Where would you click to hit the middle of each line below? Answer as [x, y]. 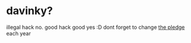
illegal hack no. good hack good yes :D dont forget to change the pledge [95, 27]
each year [19, 33]
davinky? [30, 11]
